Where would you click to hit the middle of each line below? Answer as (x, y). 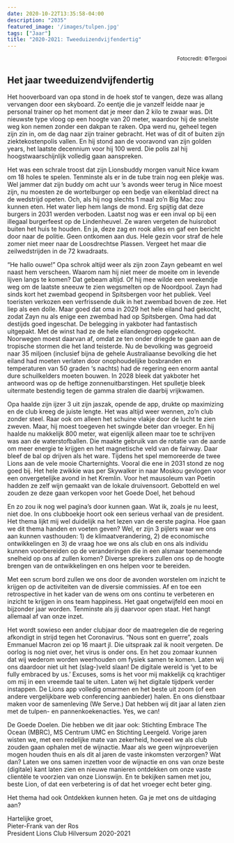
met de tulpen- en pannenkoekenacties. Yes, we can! (84, 711)
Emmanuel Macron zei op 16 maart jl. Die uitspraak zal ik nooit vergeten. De (115, 644)
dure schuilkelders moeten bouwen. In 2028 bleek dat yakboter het (103, 375)
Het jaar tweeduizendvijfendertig (81, 80)
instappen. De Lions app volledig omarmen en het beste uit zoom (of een (112, 689)
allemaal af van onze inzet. (46, 616)
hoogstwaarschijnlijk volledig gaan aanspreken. (75, 156)
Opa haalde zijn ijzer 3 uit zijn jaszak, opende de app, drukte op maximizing (116, 404)
